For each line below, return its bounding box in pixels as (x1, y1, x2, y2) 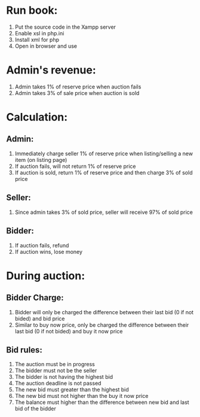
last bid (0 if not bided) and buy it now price (14, 327, 123, 335)
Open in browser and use (14, 42, 78, 50)
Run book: (6, 4, 58, 17)
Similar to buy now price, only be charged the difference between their (14, 321, 189, 329)
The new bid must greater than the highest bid (14, 386, 130, 393)
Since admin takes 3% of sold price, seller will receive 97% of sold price (14, 208, 193, 216)
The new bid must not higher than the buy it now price (14, 393, 149, 400)
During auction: (6, 269, 85, 283)
